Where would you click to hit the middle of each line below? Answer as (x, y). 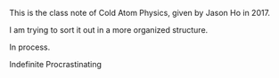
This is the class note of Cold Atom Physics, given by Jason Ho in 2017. (139, 13)
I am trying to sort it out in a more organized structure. (109, 30)
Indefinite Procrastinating (56, 64)
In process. (30, 47)
